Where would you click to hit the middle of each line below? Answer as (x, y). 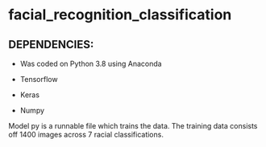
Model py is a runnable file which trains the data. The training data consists (133, 126)
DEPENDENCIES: (51, 45)
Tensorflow (39, 79)
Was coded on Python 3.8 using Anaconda (91, 63)
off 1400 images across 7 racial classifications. (86, 135)
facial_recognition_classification (120, 15)
